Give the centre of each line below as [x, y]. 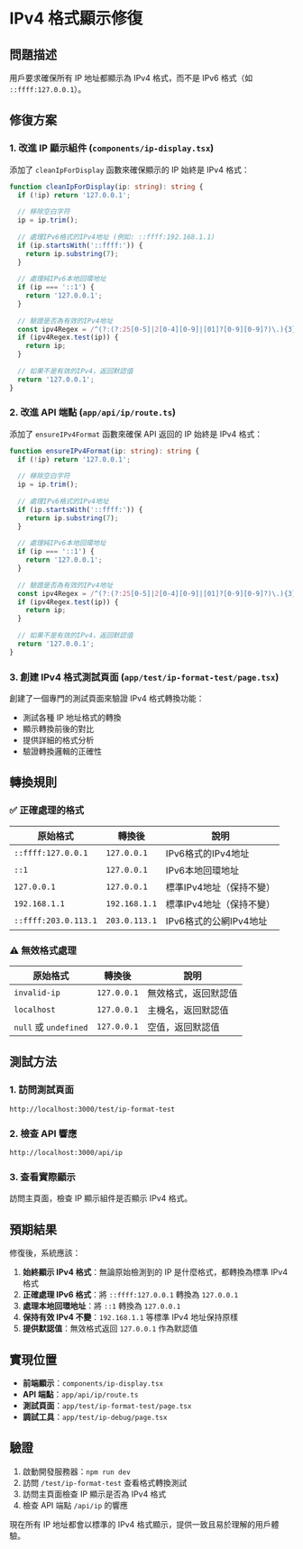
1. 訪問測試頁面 [42, 1090]
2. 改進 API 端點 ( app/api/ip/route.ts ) [93, 413]
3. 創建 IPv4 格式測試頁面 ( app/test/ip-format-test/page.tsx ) [144, 677]
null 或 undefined [51, 1027]
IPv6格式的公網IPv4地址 [216, 921]
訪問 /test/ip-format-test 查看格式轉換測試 [105, 1482]
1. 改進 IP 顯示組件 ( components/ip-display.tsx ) [112, 148]
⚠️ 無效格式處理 [43, 950]
